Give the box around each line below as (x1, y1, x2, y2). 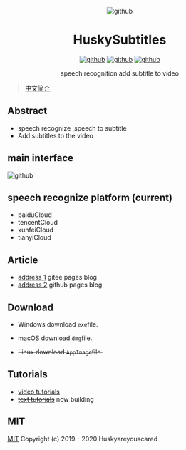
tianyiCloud (17, 233, 51, 242)
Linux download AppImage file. (17, 348, 103, 356)
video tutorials (17, 387, 61, 396)
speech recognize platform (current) (7, 191, 173, 203)
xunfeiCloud (17, 225, 54, 235)
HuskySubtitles (73, 32, 167, 48)
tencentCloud (17, 218, 58, 227)
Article (7, 254, 38, 266)
